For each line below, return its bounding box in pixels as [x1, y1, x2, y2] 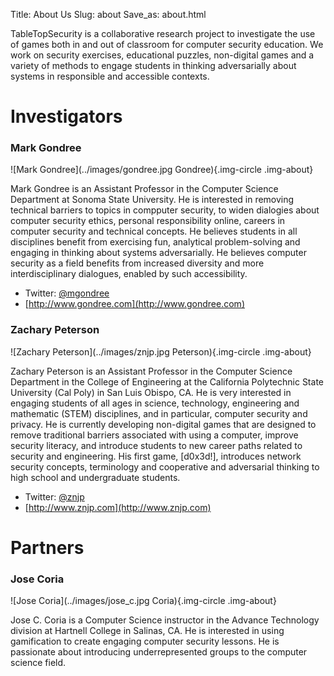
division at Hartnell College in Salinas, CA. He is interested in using [10, 625, 285, 637]
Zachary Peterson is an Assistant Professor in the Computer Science [10, 365, 293, 377]
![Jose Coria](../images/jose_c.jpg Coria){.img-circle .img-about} [10, 595, 277, 607]
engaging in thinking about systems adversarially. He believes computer [10, 247, 307, 259]
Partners [10, 536, 85, 559]
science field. [10, 657, 67, 669]
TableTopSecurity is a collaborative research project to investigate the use [10, 28, 316, 39]
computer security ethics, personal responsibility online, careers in [10, 215, 286, 227]
